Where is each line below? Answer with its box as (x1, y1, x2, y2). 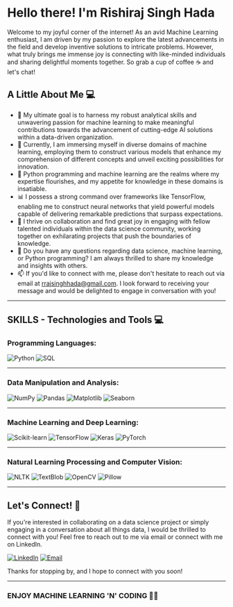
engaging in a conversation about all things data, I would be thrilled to (7, 526, 207, 534)
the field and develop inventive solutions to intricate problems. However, (7, 42, 214, 51)
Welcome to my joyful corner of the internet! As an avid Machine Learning (7, 28, 218, 36)
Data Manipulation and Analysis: (7, 378, 119, 388)
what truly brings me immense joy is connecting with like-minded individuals (7, 50, 226, 58)
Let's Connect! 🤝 (7, 499, 81, 511)
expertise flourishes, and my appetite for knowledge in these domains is (17, 177, 224, 185)
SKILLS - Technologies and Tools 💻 (7, 314, 164, 326)
